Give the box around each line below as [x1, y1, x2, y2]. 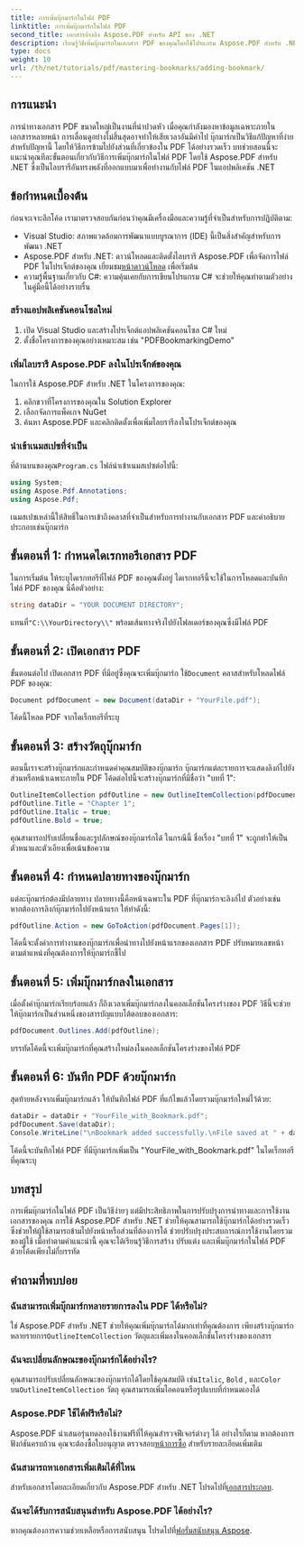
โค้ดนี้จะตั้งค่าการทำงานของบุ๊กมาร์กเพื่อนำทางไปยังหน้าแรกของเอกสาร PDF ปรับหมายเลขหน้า [10, 938, 284, 948]
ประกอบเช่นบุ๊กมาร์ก [10, 522, 69, 532]
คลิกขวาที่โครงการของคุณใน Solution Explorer [23, 396, 172, 407]
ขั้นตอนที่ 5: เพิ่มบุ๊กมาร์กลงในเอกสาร [10, 974, 174, 989]
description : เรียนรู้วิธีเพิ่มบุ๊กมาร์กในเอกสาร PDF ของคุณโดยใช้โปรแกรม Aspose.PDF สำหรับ [10, 38, 281, 48]
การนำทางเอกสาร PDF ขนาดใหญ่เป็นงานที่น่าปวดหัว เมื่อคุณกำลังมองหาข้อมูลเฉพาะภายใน [10, 121, 276, 132]
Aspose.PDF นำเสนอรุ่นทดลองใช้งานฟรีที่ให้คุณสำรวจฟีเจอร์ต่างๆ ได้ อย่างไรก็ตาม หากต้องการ [10, 1428, 295, 1439]
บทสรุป [10, 1181, 42, 1197]
